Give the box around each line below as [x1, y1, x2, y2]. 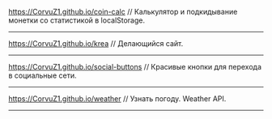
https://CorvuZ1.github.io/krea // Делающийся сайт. [8, 39, 184, 48]
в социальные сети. [8, 70, 77, 80]
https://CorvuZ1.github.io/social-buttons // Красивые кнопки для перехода [8, 62, 261, 71]
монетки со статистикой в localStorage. [8, 15, 146, 25]
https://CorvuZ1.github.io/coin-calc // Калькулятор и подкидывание [8, 7, 238, 16]
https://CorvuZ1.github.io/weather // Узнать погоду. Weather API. [8, 94, 227, 104]
